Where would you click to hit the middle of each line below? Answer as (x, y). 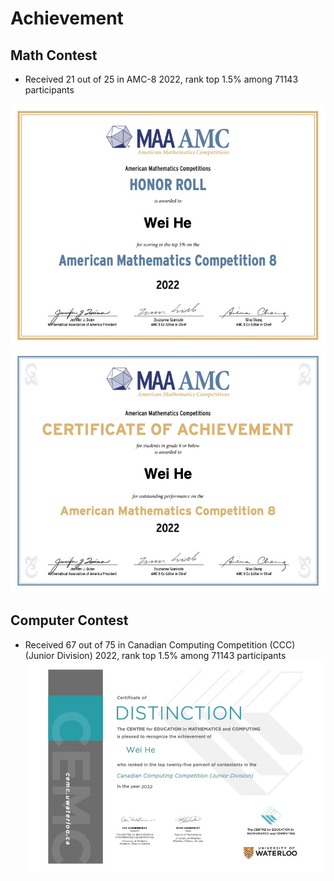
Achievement (67, 18)
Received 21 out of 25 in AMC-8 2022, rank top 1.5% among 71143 (161, 79)
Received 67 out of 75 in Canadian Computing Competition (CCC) (160, 644)
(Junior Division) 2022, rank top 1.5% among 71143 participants (155, 655)
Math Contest (54, 55)
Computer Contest (69, 620)
